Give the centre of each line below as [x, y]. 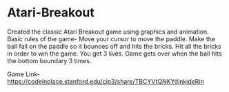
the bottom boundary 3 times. [49, 60]
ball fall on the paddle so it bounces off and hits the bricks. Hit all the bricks [114, 46]
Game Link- [23, 74]
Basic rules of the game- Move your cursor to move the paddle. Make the [111, 38]
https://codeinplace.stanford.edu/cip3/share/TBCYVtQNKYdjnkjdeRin [106, 81]
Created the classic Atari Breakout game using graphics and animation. [108, 32]
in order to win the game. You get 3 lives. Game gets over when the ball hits [114, 54]
